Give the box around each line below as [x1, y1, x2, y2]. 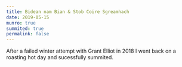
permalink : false [6, 31, 50, 37]
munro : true [6, 20, 36, 26]
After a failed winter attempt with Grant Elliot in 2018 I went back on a [6, 47, 176, 54]
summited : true [6, 25, 44, 32]
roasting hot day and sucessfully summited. [6, 54, 113, 61]
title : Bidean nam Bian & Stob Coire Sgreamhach [6, 8, 129, 15]
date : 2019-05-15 [6, 14, 50, 20]
